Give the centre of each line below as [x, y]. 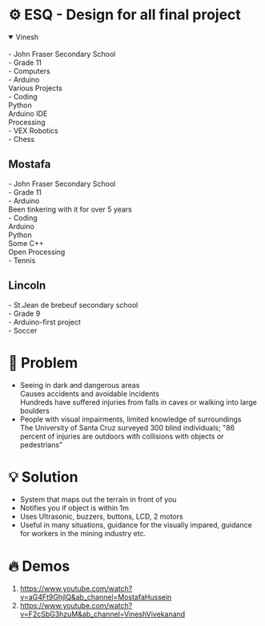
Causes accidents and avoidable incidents [90, 394]
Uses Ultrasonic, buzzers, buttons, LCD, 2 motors [101, 517]
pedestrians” [41, 444]
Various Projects [35, 88]
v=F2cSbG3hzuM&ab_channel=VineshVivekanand [102, 614]
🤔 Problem [43, 363]
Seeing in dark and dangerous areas [80, 385]
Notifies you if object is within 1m [74, 508]
